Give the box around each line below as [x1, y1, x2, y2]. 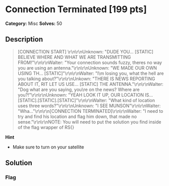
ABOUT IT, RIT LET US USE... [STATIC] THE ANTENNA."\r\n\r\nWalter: [17, 81, 163, 87]
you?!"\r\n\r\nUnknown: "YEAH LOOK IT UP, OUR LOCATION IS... [17, 91, 153, 98]
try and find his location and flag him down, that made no [17, 113, 137, 119]
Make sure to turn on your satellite [12, 144, 85, 150]
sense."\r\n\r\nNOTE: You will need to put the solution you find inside [17, 118, 161, 125]
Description [5, 35, 43, 44]
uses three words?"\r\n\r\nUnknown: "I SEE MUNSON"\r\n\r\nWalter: [17, 103, 161, 109]
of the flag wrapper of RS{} [17, 124, 74, 130]
